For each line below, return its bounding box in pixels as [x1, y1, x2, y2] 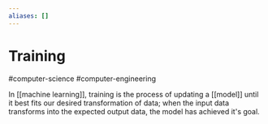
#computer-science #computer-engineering [8, 74, 157, 83]
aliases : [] [8, 11, 49, 20]
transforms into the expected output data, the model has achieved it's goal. [8, 106, 260, 116]
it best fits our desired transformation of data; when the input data [8, 98, 230, 108]
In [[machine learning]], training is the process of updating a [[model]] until [8, 89, 259, 99]
